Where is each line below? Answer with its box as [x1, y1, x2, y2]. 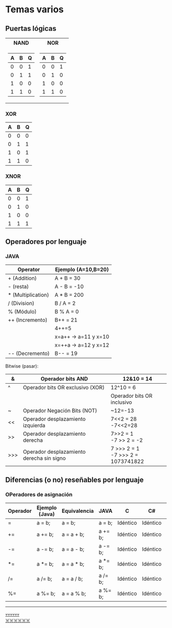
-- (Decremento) [8, 350, 50, 357]
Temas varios [5, 4, 64, 15]
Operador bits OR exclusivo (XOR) [23, 384, 105, 391]
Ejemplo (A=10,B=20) [55, 266, 109, 273]
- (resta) [8, 283, 29, 290]
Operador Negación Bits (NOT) [23, 407, 97, 415]
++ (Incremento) [8, 316, 48, 324]
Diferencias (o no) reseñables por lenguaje [5, 475, 144, 484]
